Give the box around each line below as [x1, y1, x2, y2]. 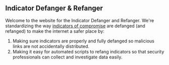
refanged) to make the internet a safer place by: [5, 28, 105, 34]
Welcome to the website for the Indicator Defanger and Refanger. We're [5, 17, 154, 23]
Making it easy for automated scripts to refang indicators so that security [12, 48, 164, 54]
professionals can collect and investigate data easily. [12, 54, 123, 60]
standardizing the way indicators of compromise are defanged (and [5, 23, 145, 29]
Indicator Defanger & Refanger [5, 4, 103, 13]
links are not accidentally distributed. [12, 43, 90, 49]
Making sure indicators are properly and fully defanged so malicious [12, 38, 155, 44]
